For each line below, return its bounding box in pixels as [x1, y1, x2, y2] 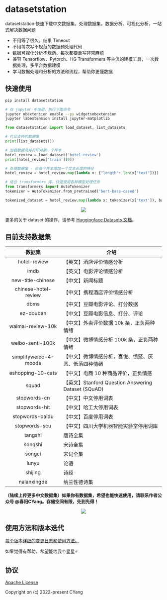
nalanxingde [18, 478, 48, 485]
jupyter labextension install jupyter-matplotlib [5, 116, 110, 121]
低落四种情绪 [73, 360, 103, 367]
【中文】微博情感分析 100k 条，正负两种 [63, 336, 158, 343]
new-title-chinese [11, 277, 55, 284]
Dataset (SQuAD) [63, 386, 104, 393]
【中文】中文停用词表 [63, 395, 113, 401]
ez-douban [19, 309, 47, 316]
